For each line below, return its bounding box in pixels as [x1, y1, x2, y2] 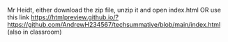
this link [7, 13, 30, 21]
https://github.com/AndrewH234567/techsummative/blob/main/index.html [7, 21, 221, 28]
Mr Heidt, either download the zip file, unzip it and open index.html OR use [7, 6, 222, 14]
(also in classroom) [7, 28, 62, 36]
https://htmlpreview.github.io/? [31, 13, 119, 21]
